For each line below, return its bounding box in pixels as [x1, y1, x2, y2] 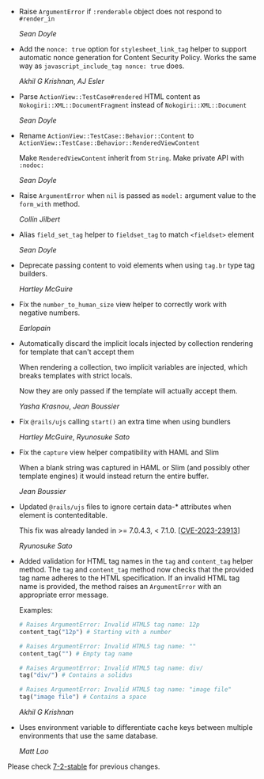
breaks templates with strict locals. [18, 371, 133, 380]
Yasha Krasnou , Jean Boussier [18, 401, 120, 411]
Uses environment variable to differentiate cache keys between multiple [18, 723, 254, 731]
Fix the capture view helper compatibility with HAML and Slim [18, 447, 219, 457]
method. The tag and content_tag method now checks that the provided [18, 565, 255, 574]
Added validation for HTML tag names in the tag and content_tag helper [18, 557, 254, 565]
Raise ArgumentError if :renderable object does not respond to [18, 7, 222, 16]
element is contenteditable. [18, 511, 108, 519]
